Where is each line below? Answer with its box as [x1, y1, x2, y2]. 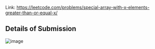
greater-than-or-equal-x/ [5, 10, 58, 16]
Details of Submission [5, 24, 76, 33]
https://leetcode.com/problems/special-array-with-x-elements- [16, 5, 150, 10]
